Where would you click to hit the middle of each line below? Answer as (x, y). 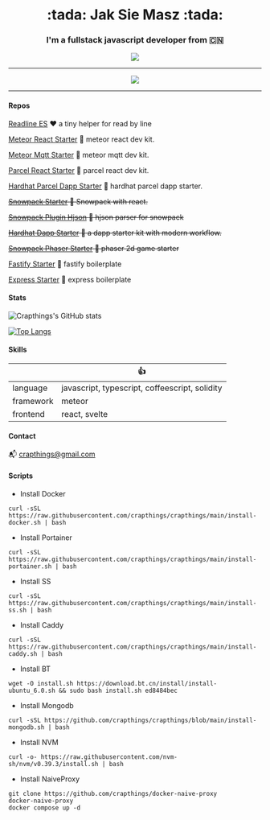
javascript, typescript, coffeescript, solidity (142, 388)
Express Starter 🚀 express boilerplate (70, 279)
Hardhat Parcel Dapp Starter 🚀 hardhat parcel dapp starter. (106, 186)
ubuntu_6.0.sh (32, 690)
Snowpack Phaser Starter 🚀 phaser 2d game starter (94, 248)
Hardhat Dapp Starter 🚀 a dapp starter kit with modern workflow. (115, 233)
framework (33, 402)
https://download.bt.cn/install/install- (147, 683)
